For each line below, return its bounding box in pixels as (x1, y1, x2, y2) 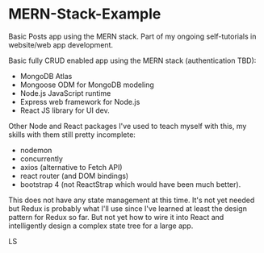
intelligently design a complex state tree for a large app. (8, 221, 194, 230)
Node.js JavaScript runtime (19, 88, 111, 97)
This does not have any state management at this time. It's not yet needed (8, 195, 255, 205)
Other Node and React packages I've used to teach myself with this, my (8, 121, 247, 131)
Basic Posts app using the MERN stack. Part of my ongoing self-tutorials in (8, 31, 257, 41)
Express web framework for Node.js (19, 97, 140, 106)
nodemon (19, 145, 52, 155)
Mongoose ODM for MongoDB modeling (19, 80, 155, 89)
